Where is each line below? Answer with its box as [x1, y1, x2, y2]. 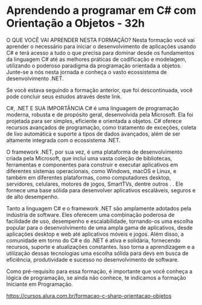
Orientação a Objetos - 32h [6, 16, 145, 30]
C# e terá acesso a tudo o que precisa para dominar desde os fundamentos [6, 49, 195, 56]
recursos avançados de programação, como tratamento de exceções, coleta [6, 124, 197, 131]
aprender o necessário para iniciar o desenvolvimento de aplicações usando [6, 43, 197, 50]
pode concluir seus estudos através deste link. [6, 93, 122, 100]
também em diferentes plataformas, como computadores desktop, [6, 174, 171, 181]
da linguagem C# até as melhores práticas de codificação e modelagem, [6, 55, 187, 63]
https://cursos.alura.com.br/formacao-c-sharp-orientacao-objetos [6, 292, 172, 299]
